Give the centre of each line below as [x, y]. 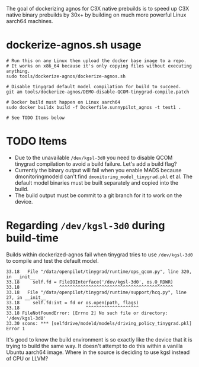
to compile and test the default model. [52, 260]
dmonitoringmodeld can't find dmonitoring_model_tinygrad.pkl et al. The [103, 176]
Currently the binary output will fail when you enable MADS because [98, 170]
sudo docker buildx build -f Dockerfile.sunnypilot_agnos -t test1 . [94, 107]
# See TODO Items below [36, 118]
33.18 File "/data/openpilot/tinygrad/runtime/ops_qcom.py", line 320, [99, 272]
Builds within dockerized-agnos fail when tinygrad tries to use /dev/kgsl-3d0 [99, 255]
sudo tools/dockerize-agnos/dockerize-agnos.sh [66, 76]
